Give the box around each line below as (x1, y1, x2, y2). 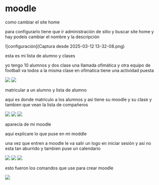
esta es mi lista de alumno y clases (5, 52, 75, 59)
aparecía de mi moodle (5, 121, 51, 127)
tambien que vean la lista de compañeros (5, 101, 88, 108)
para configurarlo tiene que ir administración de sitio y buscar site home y (5, 28, 154, 34)
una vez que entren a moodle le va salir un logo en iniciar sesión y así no (5, 140, 152, 146)
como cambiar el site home (5, 19, 60, 25)
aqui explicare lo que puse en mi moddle (5, 131, 87, 137)
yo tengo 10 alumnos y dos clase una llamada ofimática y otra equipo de (5, 62, 151, 68)
